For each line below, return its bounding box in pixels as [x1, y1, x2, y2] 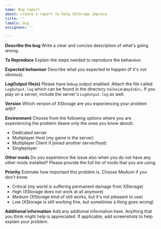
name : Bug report [5, 7, 40, 12]
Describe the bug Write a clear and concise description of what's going [5, 43, 149, 48]
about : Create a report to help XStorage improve [5, 12, 108, 16]
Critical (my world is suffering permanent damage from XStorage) [12, 183, 144, 189]
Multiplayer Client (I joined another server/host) [12, 140, 107, 146]
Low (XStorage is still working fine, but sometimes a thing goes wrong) [12, 199, 154, 205]
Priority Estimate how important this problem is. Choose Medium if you [5, 169, 147, 175]
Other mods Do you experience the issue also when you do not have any [5, 154, 151, 160]
